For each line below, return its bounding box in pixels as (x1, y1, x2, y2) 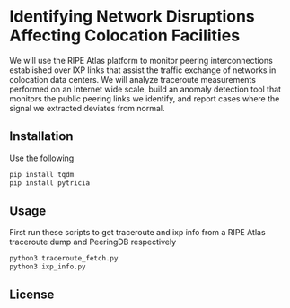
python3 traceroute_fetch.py (9, 254, 119, 263)
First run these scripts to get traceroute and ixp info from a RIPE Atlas (9, 227, 267, 238)
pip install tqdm (9, 170, 75, 179)
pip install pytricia (9, 178, 91, 188)
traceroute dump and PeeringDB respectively (9, 236, 177, 248)
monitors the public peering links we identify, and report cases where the (9, 92, 280, 104)
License (9, 287, 55, 303)
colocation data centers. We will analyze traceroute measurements (9, 74, 256, 84)
